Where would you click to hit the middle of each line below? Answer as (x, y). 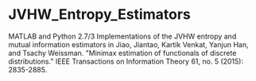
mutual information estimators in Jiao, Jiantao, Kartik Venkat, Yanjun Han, (128, 44)
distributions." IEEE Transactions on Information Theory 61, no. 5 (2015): (126, 61)
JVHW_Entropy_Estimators (99, 15)
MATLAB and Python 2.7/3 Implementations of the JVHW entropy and (122, 36)
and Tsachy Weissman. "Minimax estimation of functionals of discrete (122, 53)
